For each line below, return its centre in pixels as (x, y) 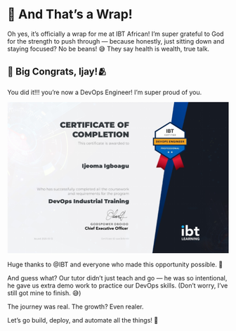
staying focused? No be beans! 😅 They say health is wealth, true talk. (108, 48)
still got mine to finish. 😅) (44, 293)
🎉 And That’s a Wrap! (70, 14)
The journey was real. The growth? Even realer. (76, 307)
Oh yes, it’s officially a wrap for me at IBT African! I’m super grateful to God (116, 34)
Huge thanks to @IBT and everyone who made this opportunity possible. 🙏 (115, 265)
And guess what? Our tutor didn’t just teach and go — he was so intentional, (117, 278)
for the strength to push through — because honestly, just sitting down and (116, 41)
